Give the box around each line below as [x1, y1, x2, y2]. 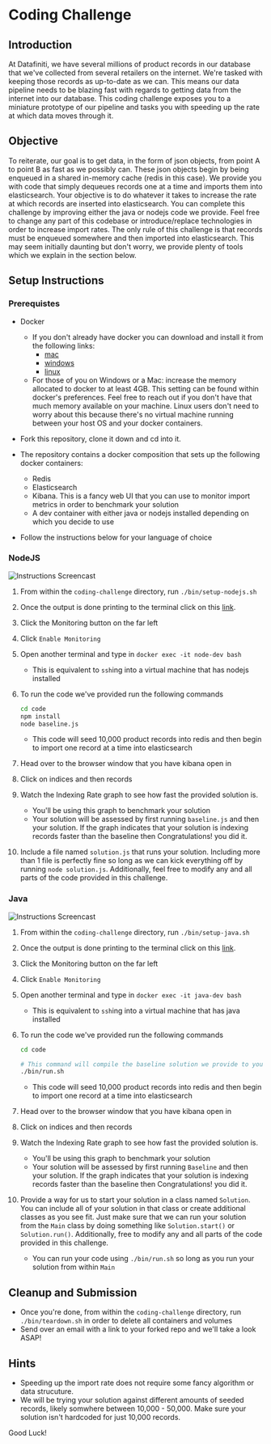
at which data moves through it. [8, 111, 114, 121]
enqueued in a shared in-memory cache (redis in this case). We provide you [8, 172, 262, 183]
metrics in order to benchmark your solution [32, 499, 180, 509]
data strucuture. [19, 1386, 74, 1396]
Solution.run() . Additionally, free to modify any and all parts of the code [19, 1230, 263, 1239]
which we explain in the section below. [8, 250, 137, 260]
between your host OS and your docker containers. [32, 418, 204, 428]
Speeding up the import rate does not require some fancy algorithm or [19, 1378, 255, 1387]
